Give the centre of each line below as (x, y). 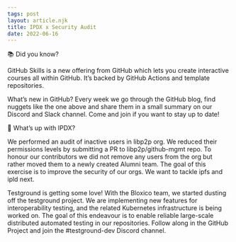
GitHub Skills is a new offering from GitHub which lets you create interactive (118, 71)
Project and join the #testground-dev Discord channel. (87, 231)
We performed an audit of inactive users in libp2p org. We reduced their (112, 142)
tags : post (23, 14)
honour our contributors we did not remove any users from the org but (110, 157)
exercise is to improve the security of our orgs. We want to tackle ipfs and (115, 172)
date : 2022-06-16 (33, 34)
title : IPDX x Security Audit (52, 27)
